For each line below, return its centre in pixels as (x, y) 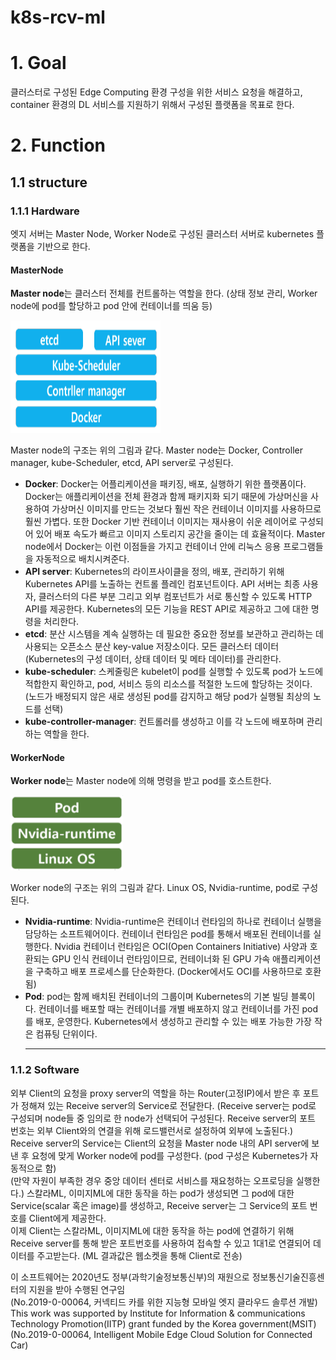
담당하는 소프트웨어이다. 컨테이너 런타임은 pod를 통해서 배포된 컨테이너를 (168, 934)
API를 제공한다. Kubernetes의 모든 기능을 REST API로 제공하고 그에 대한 (166, 609)
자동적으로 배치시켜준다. (82, 559)
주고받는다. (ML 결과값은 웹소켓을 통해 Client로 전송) (139, 1255)
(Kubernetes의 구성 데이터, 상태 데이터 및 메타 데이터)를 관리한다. (153, 659)
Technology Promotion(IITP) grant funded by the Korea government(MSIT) (163, 1323)
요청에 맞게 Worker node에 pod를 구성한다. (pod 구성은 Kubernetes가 (169, 1155)
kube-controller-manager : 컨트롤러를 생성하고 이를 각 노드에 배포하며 (164, 722)
